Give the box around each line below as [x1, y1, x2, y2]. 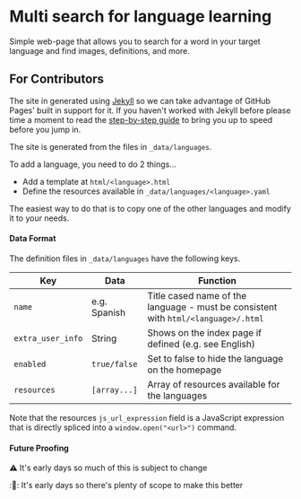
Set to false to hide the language [147, 352, 284, 364]
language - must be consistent [147, 301, 278, 313]
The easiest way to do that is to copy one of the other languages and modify [9, 203, 291, 214]
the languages [147, 389, 208, 401]
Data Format [9, 233, 56, 244]
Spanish [90, 306, 126, 319]
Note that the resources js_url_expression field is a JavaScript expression [9, 412, 285, 423]
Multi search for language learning [9, 6, 272, 27]
